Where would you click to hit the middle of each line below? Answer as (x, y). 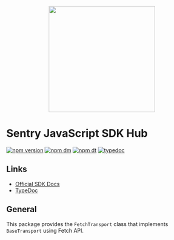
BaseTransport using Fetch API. (45, 230)
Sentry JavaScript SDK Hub (77, 134)
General (22, 209)
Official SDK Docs (37, 184)
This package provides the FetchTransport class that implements (87, 224)
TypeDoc (26, 190)
